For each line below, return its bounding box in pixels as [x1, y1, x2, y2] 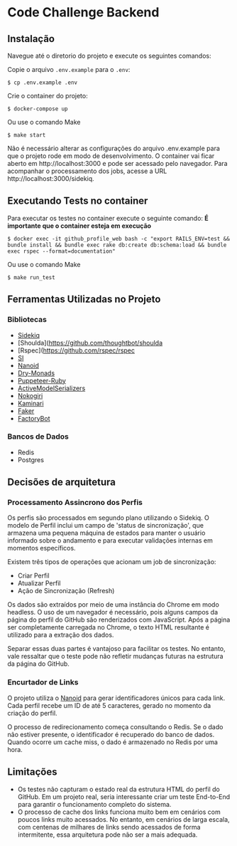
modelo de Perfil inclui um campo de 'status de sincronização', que [7, 521, 204, 530]
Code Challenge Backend [7, 4, 160, 21]
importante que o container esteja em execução [7, 221, 151, 230]
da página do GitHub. [7, 659, 70, 668]
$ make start [7, 132, 46, 139]
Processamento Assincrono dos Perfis [7, 498, 143, 508]
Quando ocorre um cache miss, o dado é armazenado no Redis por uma [7, 738, 219, 746]
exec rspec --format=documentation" [7, 247, 116, 255]
